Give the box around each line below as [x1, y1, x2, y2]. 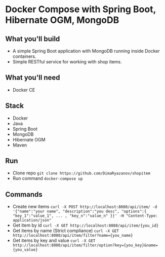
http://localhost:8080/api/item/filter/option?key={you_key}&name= [12, 243, 158, 248]
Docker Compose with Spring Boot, [5, 4, 156, 15]
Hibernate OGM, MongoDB [5, 14, 119, 26]
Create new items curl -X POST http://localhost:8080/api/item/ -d [12, 204, 157, 210]
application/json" [12, 218, 52, 223]
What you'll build [5, 34, 60, 43]
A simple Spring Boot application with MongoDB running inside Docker [12, 48, 160, 54]
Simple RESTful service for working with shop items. [12, 59, 122, 64]
